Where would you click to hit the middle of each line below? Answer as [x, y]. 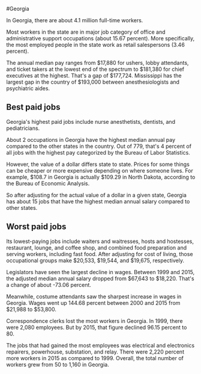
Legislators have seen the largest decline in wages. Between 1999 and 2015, [100, 272]
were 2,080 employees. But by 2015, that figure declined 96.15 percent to [97, 327]
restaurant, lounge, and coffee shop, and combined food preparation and [97, 247]
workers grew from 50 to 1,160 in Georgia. [58, 364]
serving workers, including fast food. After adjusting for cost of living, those [100, 254]
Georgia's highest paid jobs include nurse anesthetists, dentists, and [91, 121]
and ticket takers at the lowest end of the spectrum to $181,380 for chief [95, 69]
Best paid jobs [33, 107]
